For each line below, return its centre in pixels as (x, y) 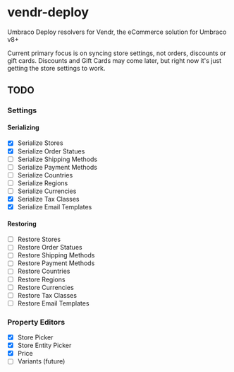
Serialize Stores (40, 143)
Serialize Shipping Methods (57, 159)
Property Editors (36, 322)
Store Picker (35, 337)
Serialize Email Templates (55, 207)
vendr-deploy (48, 12)
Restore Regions (41, 279)
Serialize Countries (45, 175)
